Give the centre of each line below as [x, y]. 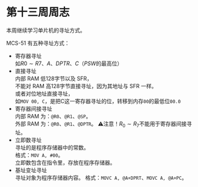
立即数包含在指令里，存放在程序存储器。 [65, 162]
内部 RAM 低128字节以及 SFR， [54, 78]
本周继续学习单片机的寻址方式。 [46, 30]
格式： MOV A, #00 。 [39, 155]
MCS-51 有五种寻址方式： [38, 43]
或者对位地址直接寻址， [44, 93]
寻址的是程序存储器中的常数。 [52, 147]
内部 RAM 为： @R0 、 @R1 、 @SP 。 [53, 116]
